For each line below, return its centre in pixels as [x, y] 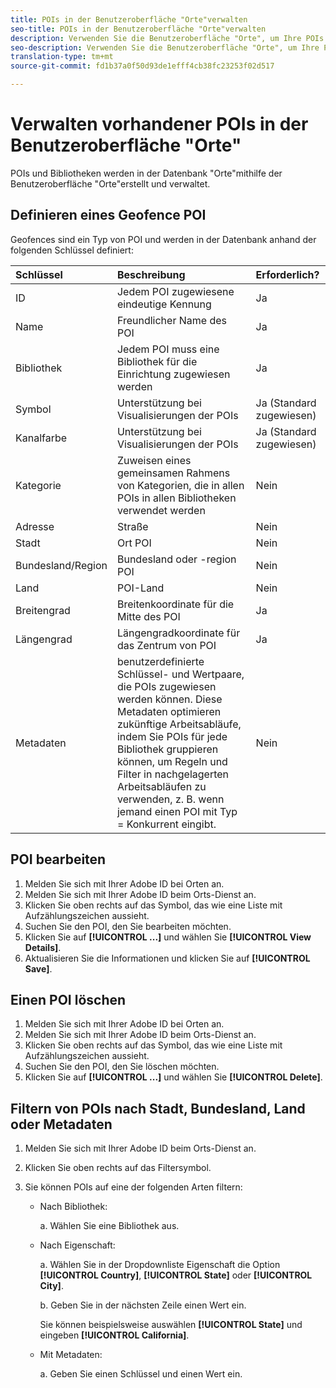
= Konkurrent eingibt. [166, 824]
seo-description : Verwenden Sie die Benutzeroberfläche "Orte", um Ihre [165, 47]
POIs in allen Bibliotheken [176, 498]
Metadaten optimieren [169, 711]
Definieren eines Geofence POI [108, 215]
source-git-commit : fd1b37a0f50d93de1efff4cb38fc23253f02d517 [142, 66]
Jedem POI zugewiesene [175, 291]
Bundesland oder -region [176, 559]
